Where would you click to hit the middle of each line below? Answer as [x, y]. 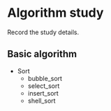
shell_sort [42, 101]
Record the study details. [43, 32]
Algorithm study [55, 13]
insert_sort [43, 93]
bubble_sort [45, 78]
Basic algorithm [42, 54]
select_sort [44, 86]
